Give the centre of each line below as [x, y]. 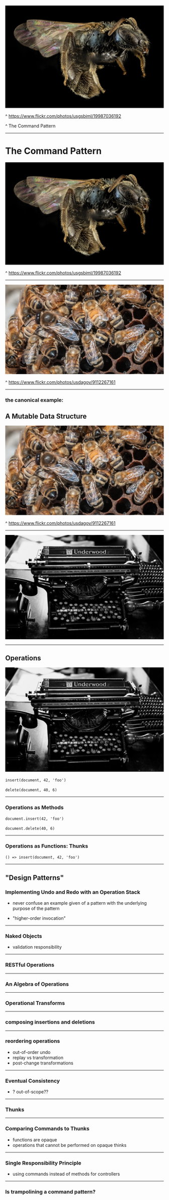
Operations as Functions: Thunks [47, 846]
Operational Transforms [35, 1003]
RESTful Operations [30, 965]
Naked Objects [24, 936]
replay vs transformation [38, 1057]
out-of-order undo [31, 1052]
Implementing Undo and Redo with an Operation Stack [73, 892]
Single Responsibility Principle [43, 1163]
